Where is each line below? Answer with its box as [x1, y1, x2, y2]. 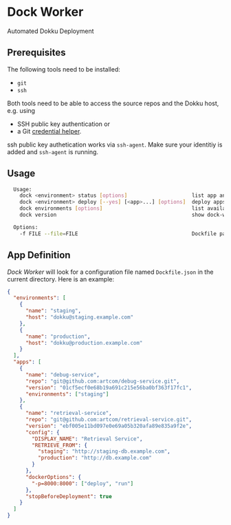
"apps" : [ [13, 358, 41, 365]
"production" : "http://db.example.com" [37, 455, 153, 462]
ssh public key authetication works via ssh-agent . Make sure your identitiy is [7, 140, 223, 149]
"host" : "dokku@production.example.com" [25, 339, 143, 346]
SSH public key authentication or [16, 120, 110, 128]
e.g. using [7, 106, 36, 114]
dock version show [19, 211, 205, 219]
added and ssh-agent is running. [7, 147, 98, 156]
